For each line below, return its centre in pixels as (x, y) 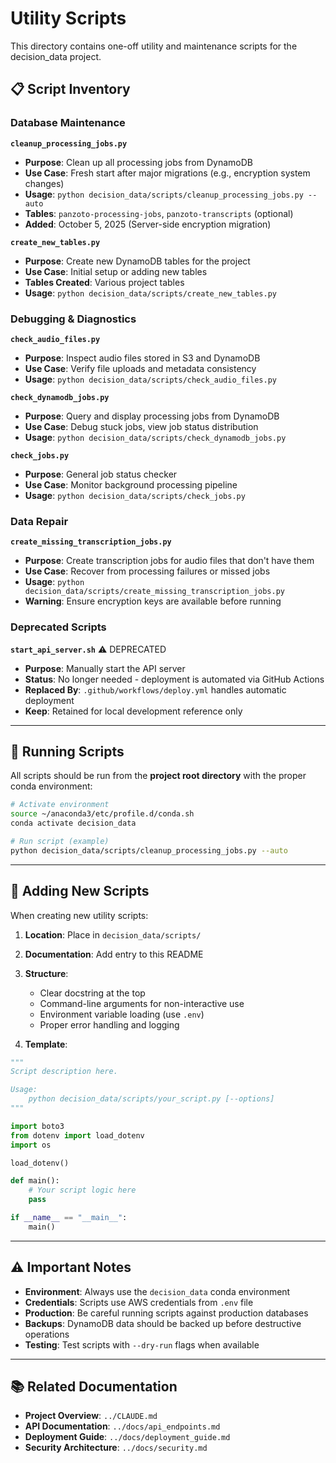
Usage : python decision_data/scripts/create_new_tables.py (150, 293)
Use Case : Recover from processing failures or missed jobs (147, 571)
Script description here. (64, 1072)
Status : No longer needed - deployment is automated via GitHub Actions (174, 679)
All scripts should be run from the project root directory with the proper (158, 776)
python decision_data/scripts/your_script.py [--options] (151, 1099)
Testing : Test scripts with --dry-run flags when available (142, 1344)
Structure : (46, 973)
